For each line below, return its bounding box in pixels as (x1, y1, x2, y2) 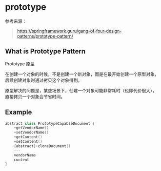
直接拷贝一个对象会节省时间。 (5, 94, 65, 99)
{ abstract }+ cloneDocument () (14, 143, 71, 149)
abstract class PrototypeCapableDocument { (5, 121, 95, 126)
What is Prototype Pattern (5, 47, 86, 56)
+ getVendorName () (14, 126, 49, 131)
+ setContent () (14, 139, 42, 144)
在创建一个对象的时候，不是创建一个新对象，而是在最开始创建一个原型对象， (5, 71, 159, 77)
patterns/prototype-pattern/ (17, 33, 74, 39)
